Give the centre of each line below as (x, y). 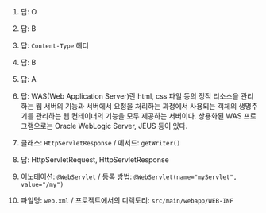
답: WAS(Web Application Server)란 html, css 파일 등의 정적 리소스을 (129, 96)
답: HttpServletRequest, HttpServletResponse (94, 160)
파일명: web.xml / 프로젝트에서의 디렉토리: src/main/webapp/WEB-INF (127, 200)
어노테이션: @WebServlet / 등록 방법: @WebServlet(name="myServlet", (129, 176)
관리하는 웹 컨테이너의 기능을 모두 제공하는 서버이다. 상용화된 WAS (139, 116)
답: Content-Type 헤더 (55, 45)
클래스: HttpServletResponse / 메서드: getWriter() (100, 143)
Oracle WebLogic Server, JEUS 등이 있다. (121, 126)
